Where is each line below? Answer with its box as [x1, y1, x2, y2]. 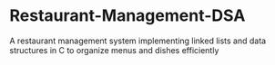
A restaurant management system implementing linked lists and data [9, 35, 267, 46]
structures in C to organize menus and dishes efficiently [9, 44, 219, 55]
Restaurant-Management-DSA [9, 5, 246, 26]
